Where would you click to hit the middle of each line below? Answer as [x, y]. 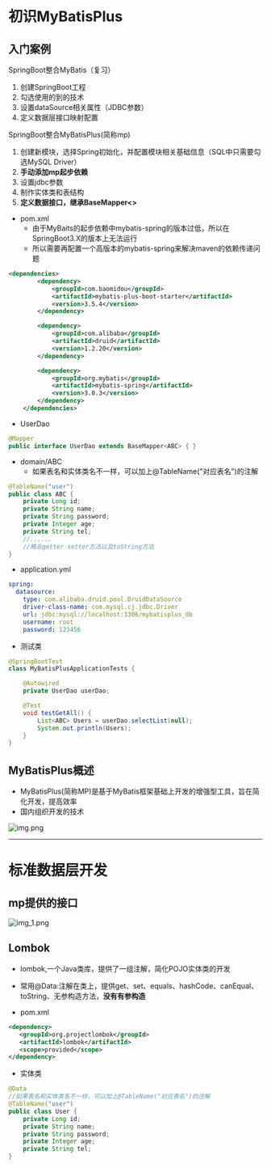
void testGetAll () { [57, 713]
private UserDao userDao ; [67, 691]
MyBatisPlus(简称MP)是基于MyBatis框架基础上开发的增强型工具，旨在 [136, 791]
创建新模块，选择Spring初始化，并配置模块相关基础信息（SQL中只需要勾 [140, 152]
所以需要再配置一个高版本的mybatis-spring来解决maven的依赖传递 [143, 248]
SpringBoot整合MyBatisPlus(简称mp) [69, 135]
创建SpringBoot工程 [53, 87]
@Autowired [41, 683]
